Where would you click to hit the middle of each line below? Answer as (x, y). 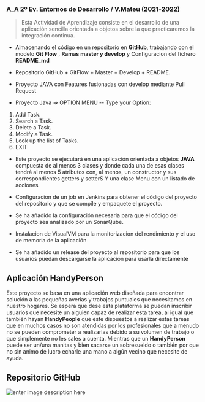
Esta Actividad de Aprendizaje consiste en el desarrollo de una (100, 23)
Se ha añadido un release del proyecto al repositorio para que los (97, 252)
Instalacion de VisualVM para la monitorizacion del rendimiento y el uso (105, 234)
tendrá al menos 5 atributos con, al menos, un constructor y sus (96, 172)
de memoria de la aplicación (51, 241)
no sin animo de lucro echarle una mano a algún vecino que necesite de (97, 352)
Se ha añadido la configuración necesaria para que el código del (97, 215)
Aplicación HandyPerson (55, 278)
